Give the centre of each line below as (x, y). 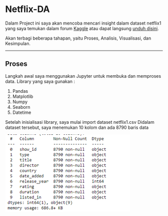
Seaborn (21, 107)
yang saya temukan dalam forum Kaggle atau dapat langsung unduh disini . (82, 28)
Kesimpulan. (18, 43)
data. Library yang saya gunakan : (40, 81)
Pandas (20, 91)
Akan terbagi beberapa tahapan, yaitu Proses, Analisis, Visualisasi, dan (78, 38)
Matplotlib (23, 96)
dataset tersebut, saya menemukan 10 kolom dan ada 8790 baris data (77, 127)
